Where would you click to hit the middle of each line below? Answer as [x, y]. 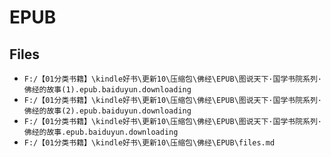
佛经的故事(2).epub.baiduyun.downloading [107, 111]
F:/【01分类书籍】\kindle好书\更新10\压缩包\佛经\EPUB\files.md [149, 143]
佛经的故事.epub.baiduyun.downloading [101, 132]
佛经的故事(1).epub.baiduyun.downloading [107, 90]
